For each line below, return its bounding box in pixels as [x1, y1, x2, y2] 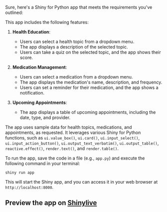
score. [19, 54, 33, 60]
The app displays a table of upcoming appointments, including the [19, 109, 156, 115]
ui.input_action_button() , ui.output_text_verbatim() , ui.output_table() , [5, 140, 159, 146]
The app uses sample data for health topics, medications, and [5, 124, 132, 130]
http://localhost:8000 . [5, 184, 54, 190]
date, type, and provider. [19, 114, 71, 120]
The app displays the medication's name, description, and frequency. [19, 79, 163, 85]
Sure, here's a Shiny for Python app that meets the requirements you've [5, 4, 153, 10]
